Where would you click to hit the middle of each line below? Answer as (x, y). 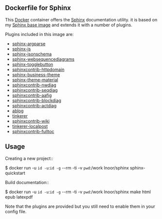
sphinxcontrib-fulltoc (33, 131)
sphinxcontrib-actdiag (34, 105)
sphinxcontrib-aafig (32, 95)
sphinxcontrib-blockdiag (37, 100)
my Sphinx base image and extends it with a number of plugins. (69, 25)
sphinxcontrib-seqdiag (35, 90)
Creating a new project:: (29, 158)
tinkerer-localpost (30, 126)
